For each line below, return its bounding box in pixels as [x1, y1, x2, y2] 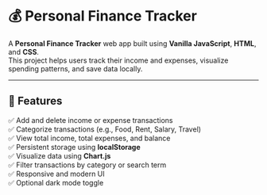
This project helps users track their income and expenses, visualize [8, 55, 229, 65]
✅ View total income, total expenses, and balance [8, 133, 171, 143]
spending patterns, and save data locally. [8, 63, 143, 73]
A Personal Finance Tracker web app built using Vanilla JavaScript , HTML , [8, 38, 257, 48]
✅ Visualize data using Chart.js [8, 151, 111, 160]
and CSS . [8, 47, 40, 56]
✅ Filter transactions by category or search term [8, 160, 167, 170]
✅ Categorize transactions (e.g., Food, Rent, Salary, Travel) [8, 124, 201, 134]
